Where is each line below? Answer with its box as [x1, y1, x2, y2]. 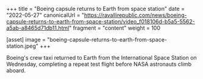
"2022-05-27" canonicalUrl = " [6, 11, 85, 19]
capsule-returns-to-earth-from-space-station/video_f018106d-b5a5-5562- [6, 18, 195, 25]
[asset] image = [6, 36, 46, 43]
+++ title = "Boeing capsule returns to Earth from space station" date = [6, 5, 185, 12]
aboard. [6, 67, 26, 74]
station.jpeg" [6, 42, 38, 49]
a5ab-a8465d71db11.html [6, 24, 69, 31]
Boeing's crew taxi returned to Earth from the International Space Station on [6, 54, 197, 61]
